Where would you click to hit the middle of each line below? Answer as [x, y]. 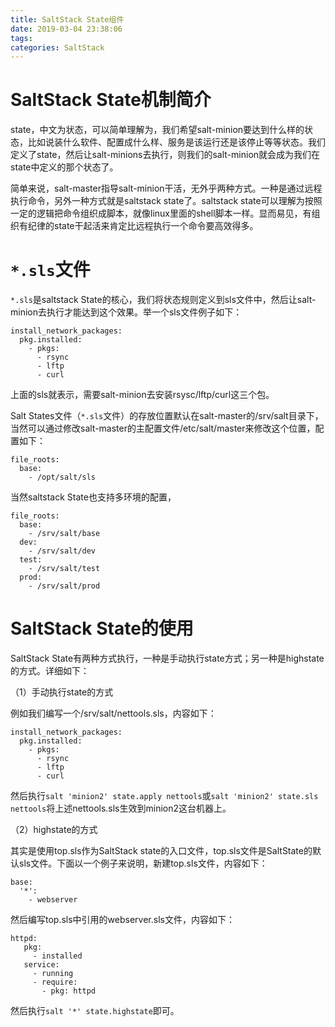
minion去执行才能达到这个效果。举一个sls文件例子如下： [126, 312]
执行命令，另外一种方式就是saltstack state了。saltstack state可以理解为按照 [166, 201]
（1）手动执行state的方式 [62, 692]
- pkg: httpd [69, 991]
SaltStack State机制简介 [111, 100]
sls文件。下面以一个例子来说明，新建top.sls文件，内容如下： [143, 863]
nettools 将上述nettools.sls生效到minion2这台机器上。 [121, 808]
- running [53, 974]
